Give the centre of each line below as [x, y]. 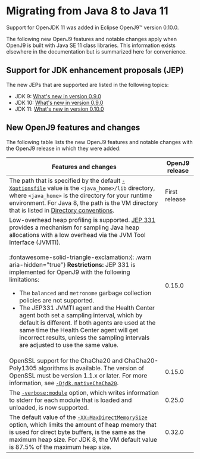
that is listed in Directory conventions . [62, 210]
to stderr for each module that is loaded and [71, 400]
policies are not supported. [57, 300]
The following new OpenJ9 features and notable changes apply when [92, 39]
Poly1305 [23, 368]
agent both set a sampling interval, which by [81, 315]
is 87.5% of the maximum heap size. [60, 446]
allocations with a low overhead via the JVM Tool [77, 235]
